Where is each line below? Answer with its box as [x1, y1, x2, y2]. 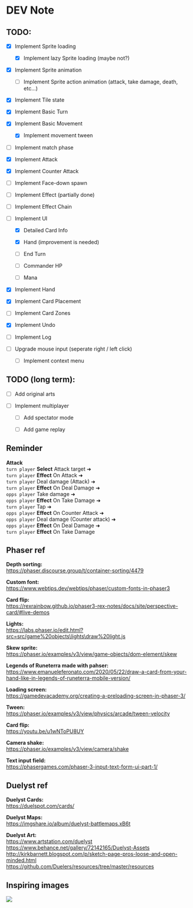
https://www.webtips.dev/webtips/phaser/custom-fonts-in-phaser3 [6, 585, 170, 592]
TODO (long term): [6, 375, 76, 385]
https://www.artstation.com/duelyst [6, 838, 93, 845]
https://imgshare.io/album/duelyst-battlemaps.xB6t [6, 820, 131, 828]
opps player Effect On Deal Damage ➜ [6, 521, 100, 529]
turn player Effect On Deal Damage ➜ [6, 484, 100, 491]
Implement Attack [14, 155, 58, 163]
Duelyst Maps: [6, 814, 43, 821]
